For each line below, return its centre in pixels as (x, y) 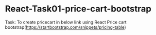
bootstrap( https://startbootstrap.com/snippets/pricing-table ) (66, 27)
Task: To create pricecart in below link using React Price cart (66, 22)
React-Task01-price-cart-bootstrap (78, 9)
